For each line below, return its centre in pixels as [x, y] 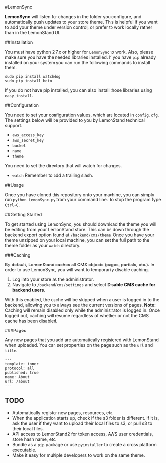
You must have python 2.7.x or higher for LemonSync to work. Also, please [79, 52]
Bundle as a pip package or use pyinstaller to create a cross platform [84, 444]
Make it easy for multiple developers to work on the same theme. [79, 455]
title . [11, 350]
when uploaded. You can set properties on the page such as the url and [79, 345]
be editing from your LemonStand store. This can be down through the [77, 230]
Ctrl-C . [12, 205]
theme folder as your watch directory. [43, 245]
